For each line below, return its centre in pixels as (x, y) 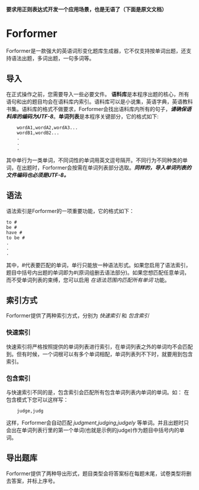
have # (14, 233)
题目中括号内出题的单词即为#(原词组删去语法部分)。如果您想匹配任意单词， (98, 272)
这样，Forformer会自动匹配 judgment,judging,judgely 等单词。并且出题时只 (98, 422)
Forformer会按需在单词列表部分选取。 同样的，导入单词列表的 (117, 167)
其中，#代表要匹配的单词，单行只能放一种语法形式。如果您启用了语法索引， (99, 265)
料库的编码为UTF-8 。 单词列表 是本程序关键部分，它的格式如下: (82, 116)
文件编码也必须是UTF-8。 (38, 175)
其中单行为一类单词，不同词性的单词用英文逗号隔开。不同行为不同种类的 (94, 160)
